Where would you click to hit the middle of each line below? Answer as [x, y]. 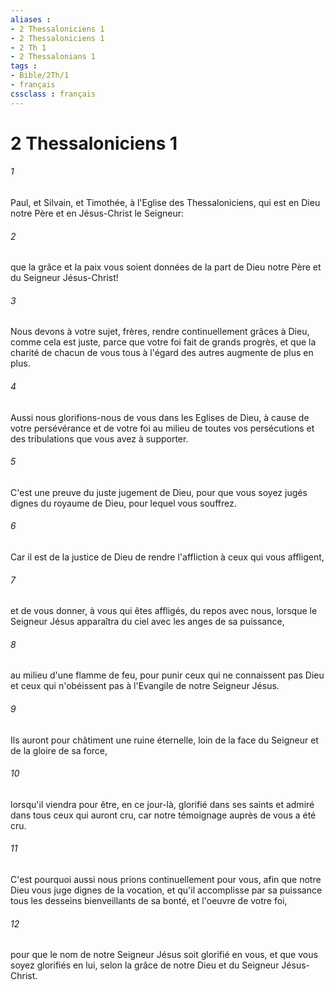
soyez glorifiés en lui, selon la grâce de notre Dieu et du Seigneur [145, 965]
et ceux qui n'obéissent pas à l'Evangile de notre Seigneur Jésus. [145, 686]
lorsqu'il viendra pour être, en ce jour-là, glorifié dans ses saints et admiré [162, 804]
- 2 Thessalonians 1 [53, 57]
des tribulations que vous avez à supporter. [99, 438]
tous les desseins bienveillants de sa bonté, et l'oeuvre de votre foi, [149, 901]
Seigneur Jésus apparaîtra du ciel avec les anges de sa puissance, [147, 622]
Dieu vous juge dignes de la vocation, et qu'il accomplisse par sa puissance [166, 890]
